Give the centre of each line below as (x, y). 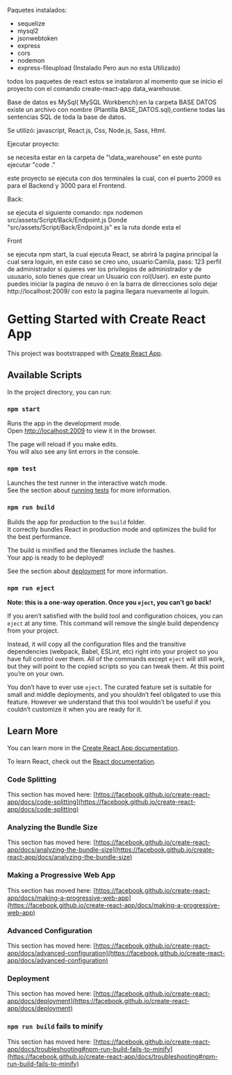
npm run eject (31, 588)
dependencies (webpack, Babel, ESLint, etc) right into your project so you (113, 651)
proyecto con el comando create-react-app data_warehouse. (94, 89)
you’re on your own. (36, 673)
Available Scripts (44, 375)
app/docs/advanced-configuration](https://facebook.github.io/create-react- (116, 953)
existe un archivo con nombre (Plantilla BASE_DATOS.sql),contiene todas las (116, 110)
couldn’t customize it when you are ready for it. (75, 709)
